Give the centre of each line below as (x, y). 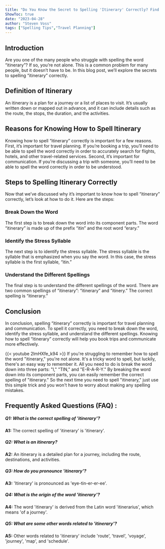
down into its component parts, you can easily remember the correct (74, 375)
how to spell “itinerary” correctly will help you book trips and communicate (81, 339)
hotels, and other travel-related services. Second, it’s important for (72, 156)
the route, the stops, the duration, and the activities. (57, 113)
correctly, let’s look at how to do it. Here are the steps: (60, 199)
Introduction (25, 48)
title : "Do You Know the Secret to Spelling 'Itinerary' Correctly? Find (82, 10)
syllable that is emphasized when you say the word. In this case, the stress (81, 257)
